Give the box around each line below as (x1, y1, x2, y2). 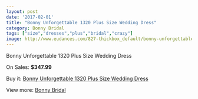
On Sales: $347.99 (6, 64, 52, 71)
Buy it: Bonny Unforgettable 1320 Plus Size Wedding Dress (6, 75, 148, 82)
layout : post (6, 8, 38, 15)
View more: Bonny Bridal (6, 87, 66, 93)
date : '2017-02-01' (6, 14, 54, 20)
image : (6, 36, 22, 42)
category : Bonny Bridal (6, 25, 65, 31)
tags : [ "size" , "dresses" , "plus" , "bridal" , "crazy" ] (6, 31, 133, 37)
